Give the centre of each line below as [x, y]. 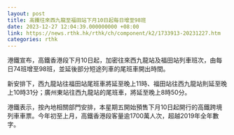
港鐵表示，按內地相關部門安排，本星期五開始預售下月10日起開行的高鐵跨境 [115, 107]
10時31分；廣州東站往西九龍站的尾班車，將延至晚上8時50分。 [102, 93]
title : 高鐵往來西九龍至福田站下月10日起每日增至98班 [77, 20]
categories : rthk [33, 40]
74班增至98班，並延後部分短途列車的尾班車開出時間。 [91, 69]
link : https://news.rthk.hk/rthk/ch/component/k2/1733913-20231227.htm [114, 33]
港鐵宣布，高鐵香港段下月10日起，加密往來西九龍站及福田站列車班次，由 [112, 61]
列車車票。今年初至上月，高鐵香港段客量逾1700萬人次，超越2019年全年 [110, 116]
